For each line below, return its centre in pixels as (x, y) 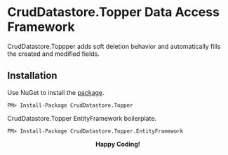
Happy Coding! (118, 144)
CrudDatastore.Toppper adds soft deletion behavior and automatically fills (114, 46)
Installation (32, 76)
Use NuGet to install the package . (56, 92)
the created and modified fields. (53, 54)
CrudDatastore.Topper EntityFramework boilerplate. (82, 118)
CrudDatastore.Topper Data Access (113, 12)
